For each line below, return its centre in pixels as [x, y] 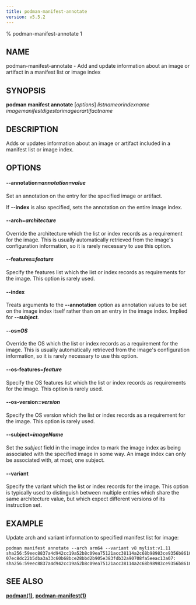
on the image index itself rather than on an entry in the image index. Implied [97, 311]
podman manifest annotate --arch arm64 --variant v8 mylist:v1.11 [88, 548]
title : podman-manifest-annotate [47, 11]
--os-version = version [33, 402]
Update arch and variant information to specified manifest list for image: [92, 537]
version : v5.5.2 [26, 17]
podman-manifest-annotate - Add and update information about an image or [98, 66]
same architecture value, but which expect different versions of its [85, 499]
